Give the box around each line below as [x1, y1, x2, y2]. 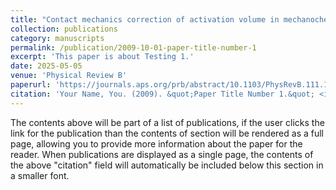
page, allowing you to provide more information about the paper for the [10, 137, 303, 150]
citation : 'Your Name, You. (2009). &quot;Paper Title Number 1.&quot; [10, 89, 315, 99]
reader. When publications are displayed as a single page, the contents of [10, 148, 314, 160]
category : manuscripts [10, 33, 105, 43]
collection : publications [10, 24, 118, 34]
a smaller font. [10, 169, 70, 181]
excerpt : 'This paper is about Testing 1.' [10, 52, 195, 62]
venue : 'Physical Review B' [10, 71, 128, 81]
